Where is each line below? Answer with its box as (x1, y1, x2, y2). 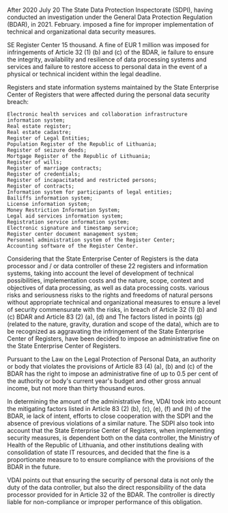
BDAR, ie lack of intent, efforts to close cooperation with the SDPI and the (7, 412, 214, 420)
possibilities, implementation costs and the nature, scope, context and (7, 276, 204, 285)
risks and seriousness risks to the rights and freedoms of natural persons (7, 291, 213, 299)
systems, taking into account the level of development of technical (7, 269, 195, 277)
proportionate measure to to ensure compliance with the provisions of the (7, 456, 214, 464)
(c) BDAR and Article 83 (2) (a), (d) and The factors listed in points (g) (7, 313, 203, 321)
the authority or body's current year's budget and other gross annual (7, 377, 201, 385)
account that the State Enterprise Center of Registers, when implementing (7, 427, 215, 434)
